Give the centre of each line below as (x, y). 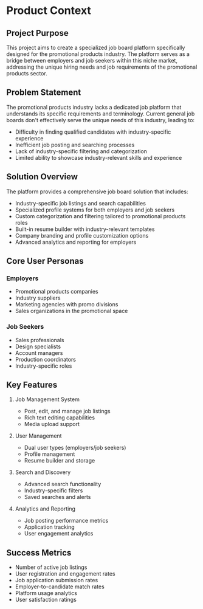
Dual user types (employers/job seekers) (75, 448)
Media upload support (52, 424)
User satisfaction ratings (46, 600)
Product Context (49, 11)
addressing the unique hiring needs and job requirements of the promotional (102, 67)
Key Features (32, 385)
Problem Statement (44, 93)
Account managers (39, 353)
